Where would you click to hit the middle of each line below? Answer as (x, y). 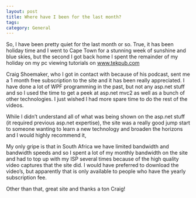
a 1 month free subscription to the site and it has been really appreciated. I (95, 81)
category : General (28, 28)
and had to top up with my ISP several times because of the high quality (93, 159)
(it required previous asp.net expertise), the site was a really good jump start (98, 123)
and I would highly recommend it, (46, 136)
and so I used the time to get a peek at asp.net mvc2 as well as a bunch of (96, 93)
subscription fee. (26, 178)
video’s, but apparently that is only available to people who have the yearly (96, 171)
